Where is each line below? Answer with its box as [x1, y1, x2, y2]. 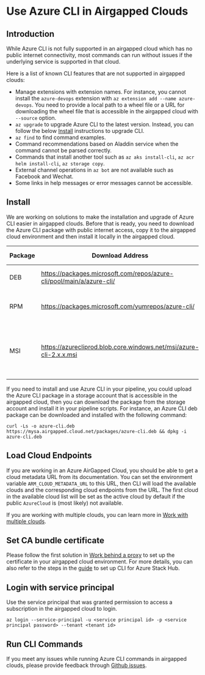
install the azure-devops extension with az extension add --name [15, 95, 177, 102]
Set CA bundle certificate [6, 535, 105, 546]
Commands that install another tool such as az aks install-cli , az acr [15, 153, 195, 160]
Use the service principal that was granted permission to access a [6, 598, 173, 606]
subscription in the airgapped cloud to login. [6, 605, 118, 613]
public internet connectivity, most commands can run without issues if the [6, 51, 193, 59]
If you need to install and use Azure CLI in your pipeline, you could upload [6, 385, 192, 393]
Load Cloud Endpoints [6, 450, 92, 461]
